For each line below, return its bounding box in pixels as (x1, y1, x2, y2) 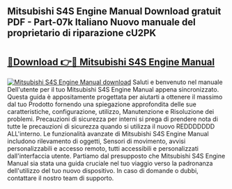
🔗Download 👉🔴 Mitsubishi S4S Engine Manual (7, 56, 215, 68)
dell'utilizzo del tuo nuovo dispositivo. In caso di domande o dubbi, (7, 167, 199, 174)
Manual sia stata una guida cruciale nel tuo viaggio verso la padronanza (7, 159, 213, 167)
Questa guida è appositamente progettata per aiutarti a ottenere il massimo (7, 93, 223, 101)
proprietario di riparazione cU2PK (7, 27, 157, 39)
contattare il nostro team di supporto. (7, 174, 114, 182)
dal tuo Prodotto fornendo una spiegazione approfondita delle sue (7, 100, 196, 108)
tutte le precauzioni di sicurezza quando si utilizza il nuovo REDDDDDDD (7, 122, 215, 131)
